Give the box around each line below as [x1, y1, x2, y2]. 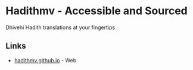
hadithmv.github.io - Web [14, 56, 77, 63]
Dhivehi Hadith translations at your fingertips [5, 24, 116, 31]
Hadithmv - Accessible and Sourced [5, 4, 188, 18]
